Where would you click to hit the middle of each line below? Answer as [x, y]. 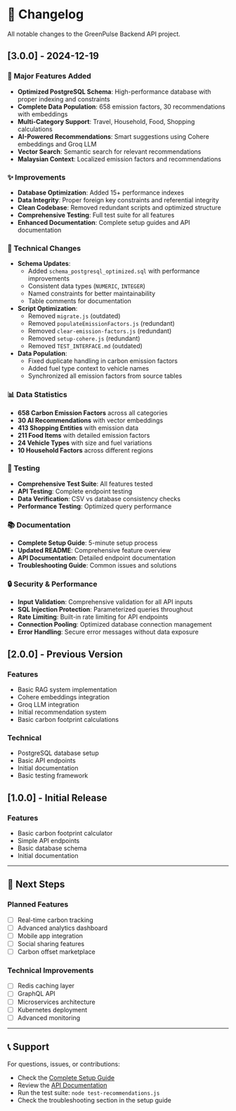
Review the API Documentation [62, 1085]
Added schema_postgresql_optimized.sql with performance [114, 271]
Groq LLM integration [48, 705]
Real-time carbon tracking [55, 920]
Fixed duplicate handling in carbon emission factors [103, 361]
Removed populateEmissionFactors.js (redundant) [101, 324]
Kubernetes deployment [52, 1009]
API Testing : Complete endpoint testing [74, 491]
